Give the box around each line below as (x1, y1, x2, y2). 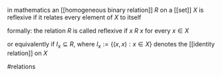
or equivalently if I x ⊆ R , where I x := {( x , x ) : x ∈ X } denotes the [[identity (7, 40, 215, 50)
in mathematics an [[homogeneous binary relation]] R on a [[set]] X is (7, 6, 204, 14)
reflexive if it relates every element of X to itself (7, 13, 141, 21)
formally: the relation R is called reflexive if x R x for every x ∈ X (7, 27, 190, 35)
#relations (7, 62, 36, 70)
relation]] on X (7, 48, 48, 57)
